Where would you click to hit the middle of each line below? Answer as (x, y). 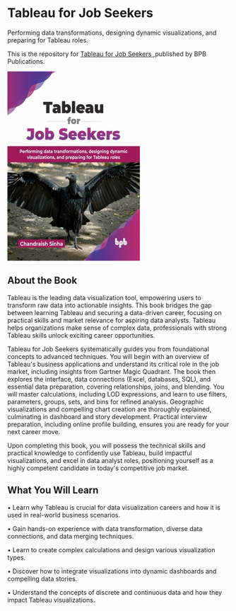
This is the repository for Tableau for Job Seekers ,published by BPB (107, 54)
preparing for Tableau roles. (48, 40)
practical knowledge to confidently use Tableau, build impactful (100, 453)
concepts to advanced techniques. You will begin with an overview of (108, 356)
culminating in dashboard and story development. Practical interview (107, 416)
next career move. (34, 432)
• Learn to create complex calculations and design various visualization (111, 549)
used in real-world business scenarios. (64, 515)
